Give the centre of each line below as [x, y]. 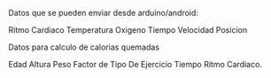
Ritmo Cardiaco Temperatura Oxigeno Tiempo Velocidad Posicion [128, 30]
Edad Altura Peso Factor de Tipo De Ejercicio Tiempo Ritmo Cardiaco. [135, 64]
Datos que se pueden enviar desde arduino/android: [103, 13]
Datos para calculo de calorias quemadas [84, 47]
